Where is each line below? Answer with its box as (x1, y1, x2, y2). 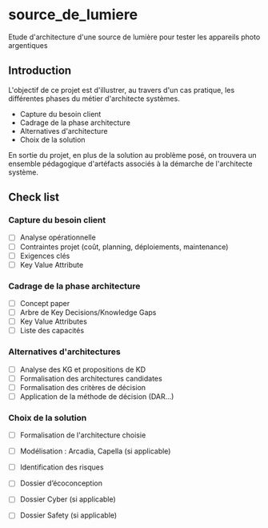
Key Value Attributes (19, 316, 88, 326)
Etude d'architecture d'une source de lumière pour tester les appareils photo (8, 32, 261, 42)
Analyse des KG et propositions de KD (19, 365, 146, 374)
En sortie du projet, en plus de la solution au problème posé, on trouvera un (8, 150, 258, 159)
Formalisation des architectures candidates (19, 373, 162, 383)
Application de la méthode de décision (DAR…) (19, 391, 174, 401)
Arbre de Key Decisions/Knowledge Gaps (19, 308, 157, 317)
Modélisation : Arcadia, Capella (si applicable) (19, 446, 171, 456)
